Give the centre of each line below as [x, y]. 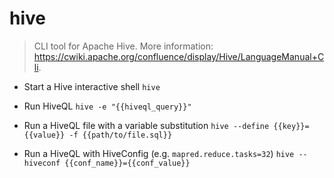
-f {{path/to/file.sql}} [120, 135]
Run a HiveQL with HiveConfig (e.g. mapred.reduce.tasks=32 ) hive [159, 153]
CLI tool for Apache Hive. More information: [123, 46]
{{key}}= [291, 126]
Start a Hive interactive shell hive [92, 86]
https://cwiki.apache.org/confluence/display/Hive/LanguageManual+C [179, 56]
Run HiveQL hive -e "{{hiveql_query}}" [107, 106]
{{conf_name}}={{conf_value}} [127, 163]
